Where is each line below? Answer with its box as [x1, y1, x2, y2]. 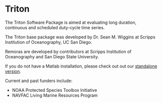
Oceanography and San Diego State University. [5, 53, 99, 59]
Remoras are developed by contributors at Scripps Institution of [5, 49, 132, 54]
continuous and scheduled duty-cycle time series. [5, 24, 105, 30]
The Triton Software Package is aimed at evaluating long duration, [5, 19, 137, 25]
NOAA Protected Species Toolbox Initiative [12, 87, 98, 93]
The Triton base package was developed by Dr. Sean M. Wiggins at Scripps [5, 34, 156, 40]
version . [5, 68, 21, 74]
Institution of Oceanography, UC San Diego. [5, 39, 92, 45]
